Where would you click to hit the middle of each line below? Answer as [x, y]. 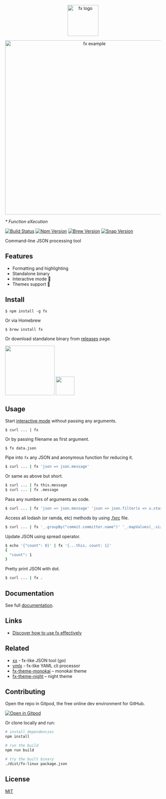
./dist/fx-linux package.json [36, 764]
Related [17, 648]
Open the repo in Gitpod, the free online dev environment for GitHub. [75, 704]
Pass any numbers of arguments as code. [47, 499]
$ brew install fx [24, 329]
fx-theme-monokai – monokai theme [49, 671]
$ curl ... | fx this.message [36, 485]
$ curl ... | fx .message [32, 490]
